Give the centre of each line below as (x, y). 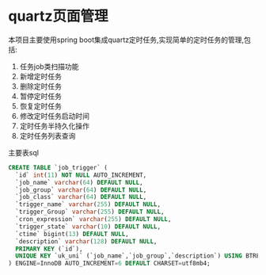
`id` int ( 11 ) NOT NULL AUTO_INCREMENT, (81, 175)
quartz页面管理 (58, 16)
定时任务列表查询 (47, 136)
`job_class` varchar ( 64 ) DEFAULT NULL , (81, 197)
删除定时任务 (40, 86)
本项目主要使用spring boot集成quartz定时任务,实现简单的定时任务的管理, (126, 40)
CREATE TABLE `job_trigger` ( (58, 167)
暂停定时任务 (40, 96)
